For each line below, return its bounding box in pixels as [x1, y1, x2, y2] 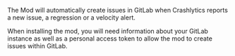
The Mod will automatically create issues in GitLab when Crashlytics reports [7, 6, 228, 14]
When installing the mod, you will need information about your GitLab [7, 27, 208, 35]
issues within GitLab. [7, 42, 68, 50]
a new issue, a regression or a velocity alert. [7, 13, 136, 22]
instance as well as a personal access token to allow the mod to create [7, 34, 213, 43]
